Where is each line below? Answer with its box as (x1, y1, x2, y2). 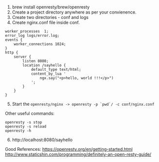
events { (5, 37, 23, 42)
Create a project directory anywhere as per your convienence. (12, 9, 137, 15)
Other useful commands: (5, 111, 55, 116)
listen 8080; (22, 59, 49, 64)
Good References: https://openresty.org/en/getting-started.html (5, 146, 133, 152)
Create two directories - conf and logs (12, 15, 89, 20)
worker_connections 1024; (14, 42, 66, 47)
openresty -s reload (5, 124, 47, 129)
